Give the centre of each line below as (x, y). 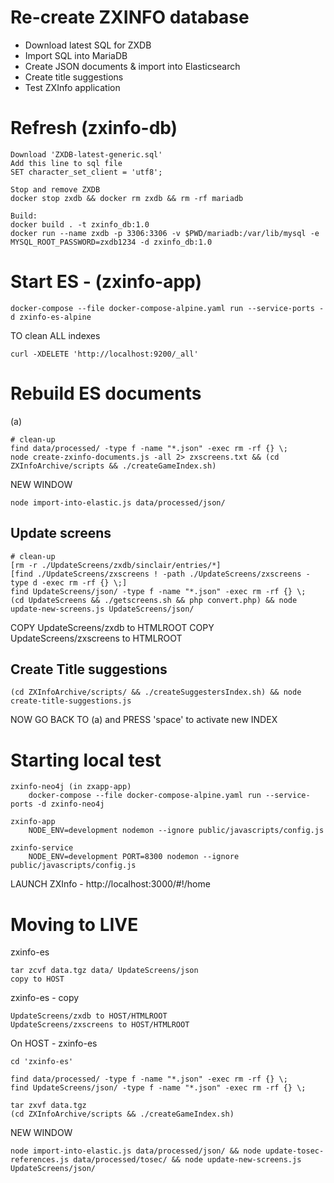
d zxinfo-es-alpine (51, 317)
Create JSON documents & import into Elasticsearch (132, 66)
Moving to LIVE (74, 924)
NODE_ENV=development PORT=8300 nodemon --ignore (134, 857)
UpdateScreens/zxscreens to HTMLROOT (96, 638)
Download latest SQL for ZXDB (88, 45)
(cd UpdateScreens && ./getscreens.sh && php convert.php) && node (154, 600)
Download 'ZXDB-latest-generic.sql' (86, 154)
